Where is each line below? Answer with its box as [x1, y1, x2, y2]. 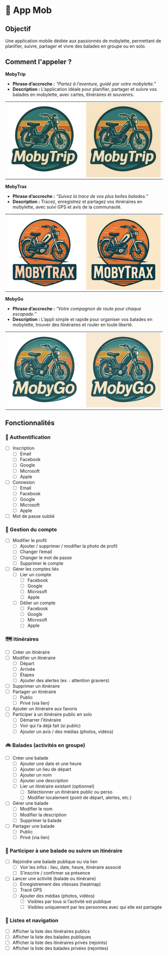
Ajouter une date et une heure [19, 761, 81, 767]
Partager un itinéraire [12, 689, 56, 695]
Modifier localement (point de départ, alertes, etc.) [27, 795, 131, 801]
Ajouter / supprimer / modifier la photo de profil [19, 543, 117, 549]
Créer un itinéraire [12, 649, 50, 655]
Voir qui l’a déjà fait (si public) [19, 723, 81, 729]
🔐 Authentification [5, 434, 51, 441]
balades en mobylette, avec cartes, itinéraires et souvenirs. [12, 91, 134, 97]
